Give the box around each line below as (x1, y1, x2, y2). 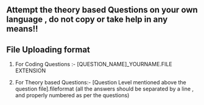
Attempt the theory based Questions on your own (6, 5, 198, 15)
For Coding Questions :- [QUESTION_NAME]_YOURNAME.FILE (15, 61, 172, 68)
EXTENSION (15, 67, 46, 75)
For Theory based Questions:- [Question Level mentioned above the (15, 79, 187, 86)
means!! (6, 24, 38, 34)
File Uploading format (6, 44, 90, 55)
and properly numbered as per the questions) (15, 92, 130, 99)
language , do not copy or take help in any (6, 15, 168, 25)
